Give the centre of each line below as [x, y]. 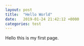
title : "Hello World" [29, 14]
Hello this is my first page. [32, 38]
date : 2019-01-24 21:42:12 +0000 [42, 19]
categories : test [23, 24]
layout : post [19, 10]
